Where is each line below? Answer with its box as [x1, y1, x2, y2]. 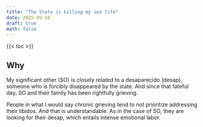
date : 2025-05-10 [6, 15, 51, 21]
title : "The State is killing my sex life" [6, 9, 119, 15]
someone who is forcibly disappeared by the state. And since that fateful [6, 83, 189, 90]
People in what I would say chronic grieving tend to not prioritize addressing [6, 101, 198, 108]
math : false [6, 26, 37, 32]
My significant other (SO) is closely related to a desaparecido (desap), [6, 77, 183, 84]
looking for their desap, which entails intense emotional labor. [6, 114, 161, 122]
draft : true [6, 20, 37, 26]
